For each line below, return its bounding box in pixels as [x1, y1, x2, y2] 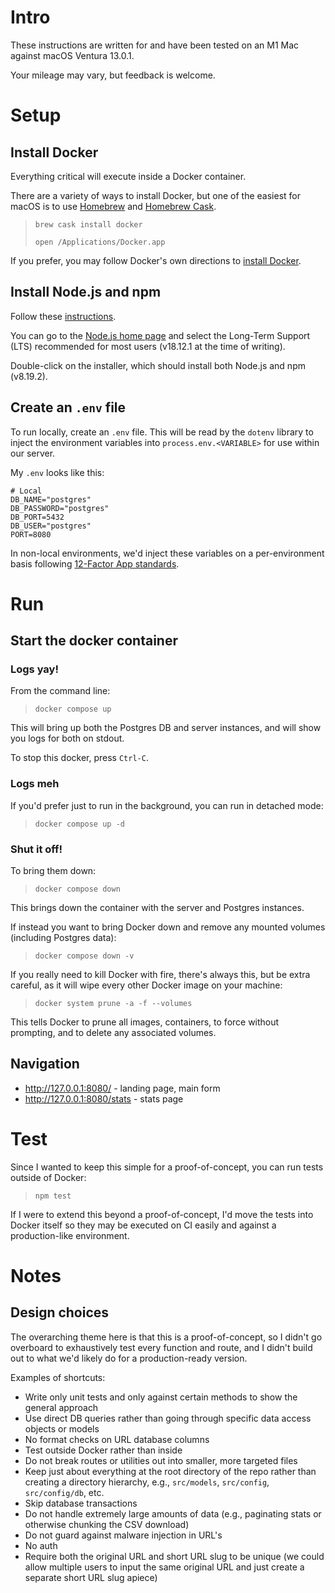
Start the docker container [10, 632, 178, 650]
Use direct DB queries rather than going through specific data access [24, 1412, 312, 1424]
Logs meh [10, 777, 60, 791]
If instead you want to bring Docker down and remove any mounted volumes [10, 921, 326, 933]
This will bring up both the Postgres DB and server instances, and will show [10, 722, 322, 734]
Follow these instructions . [10, 310, 117, 322]
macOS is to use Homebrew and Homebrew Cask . [10, 200, 217, 212]
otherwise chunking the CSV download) [24, 1518, 190, 1530]
